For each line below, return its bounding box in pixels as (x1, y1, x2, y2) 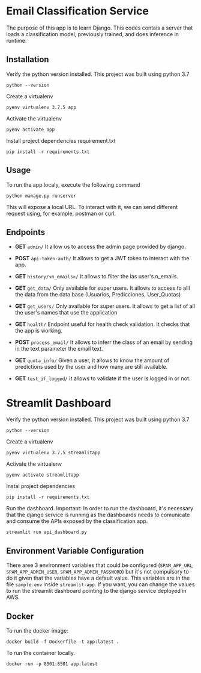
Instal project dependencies (6, 483, 76, 490)
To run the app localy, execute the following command (6, 181, 140, 188)
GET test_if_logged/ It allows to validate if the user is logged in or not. (14, 375, 191, 382)
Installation (6, 54, 49, 64)
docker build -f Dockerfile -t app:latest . (6, 639, 119, 645)
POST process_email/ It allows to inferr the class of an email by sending (14, 339, 193, 346)
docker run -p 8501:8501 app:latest (6, 661, 98, 667)
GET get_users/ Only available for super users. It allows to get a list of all (14, 302, 196, 310)
